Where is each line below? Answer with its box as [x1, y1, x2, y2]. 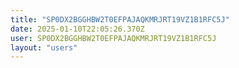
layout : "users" [10, 42, 78, 53]
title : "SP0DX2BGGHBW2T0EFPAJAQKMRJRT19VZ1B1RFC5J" [10, 14, 230, 25]
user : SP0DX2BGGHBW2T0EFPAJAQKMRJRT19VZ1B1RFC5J [10, 33, 217, 43]
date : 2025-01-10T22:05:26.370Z [10, 24, 145, 34]
